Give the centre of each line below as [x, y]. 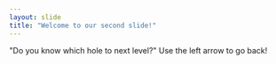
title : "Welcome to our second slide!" [83, 25]
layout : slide [35, 17]
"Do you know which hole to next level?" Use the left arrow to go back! [138, 50]
